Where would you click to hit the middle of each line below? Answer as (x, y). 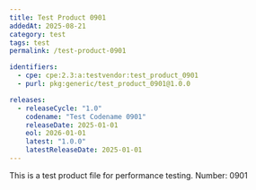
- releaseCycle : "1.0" (60, 108)
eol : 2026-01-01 (56, 134)
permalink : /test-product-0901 (68, 51)
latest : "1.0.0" (56, 142)
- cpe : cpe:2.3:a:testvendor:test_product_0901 (108, 76)
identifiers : (34, 67)
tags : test (30, 43)
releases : (28, 99)
